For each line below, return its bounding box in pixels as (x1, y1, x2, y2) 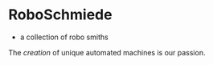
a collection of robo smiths (19, 32, 109, 42)
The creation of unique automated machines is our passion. (8, 47, 206, 57)
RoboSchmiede (8, 6, 113, 24)
